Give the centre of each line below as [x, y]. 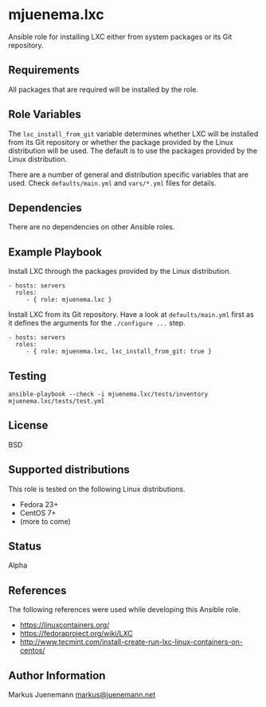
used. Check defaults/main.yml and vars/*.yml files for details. [112, 183]
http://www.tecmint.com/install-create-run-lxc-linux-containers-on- [131, 642]
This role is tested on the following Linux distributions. [97, 489]
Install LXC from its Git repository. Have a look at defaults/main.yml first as [131, 314]
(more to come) [45, 521]
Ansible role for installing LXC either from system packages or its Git [120, 37]
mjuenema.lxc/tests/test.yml [57, 401]
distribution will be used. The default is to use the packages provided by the [133, 150]
